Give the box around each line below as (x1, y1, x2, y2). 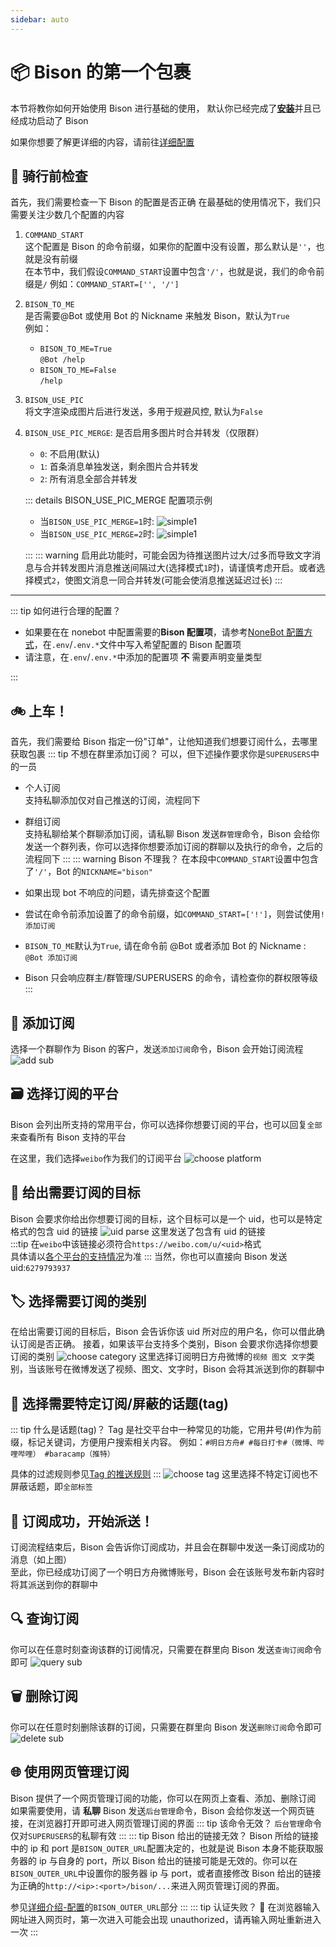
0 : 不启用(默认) (39, 448, 100, 460)
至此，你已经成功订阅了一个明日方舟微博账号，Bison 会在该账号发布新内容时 (10, 1566, 325, 1578)
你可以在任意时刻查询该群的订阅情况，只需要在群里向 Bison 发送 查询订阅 (10, 1643, 305, 1655)
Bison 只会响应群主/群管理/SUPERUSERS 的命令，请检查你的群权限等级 (24, 972, 318, 984)
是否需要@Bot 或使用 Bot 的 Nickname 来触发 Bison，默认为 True (24, 310, 290, 322)
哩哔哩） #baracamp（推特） (10, 1449, 115, 1460)
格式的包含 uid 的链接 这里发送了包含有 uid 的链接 (10, 1225, 266, 1237)
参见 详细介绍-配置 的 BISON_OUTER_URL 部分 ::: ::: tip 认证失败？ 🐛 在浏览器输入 (10, 1901, 321, 1913)
